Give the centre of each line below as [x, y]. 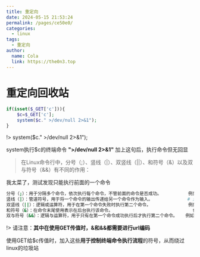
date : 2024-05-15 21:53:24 [40, 17]
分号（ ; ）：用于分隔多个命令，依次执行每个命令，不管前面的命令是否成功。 [84, 193]
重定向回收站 [38, 93]
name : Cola [25, 56]
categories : [21, 28]
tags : [13, 39]
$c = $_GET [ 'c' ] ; [36, 115]
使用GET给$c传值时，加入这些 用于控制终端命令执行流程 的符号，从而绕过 [95, 241]
